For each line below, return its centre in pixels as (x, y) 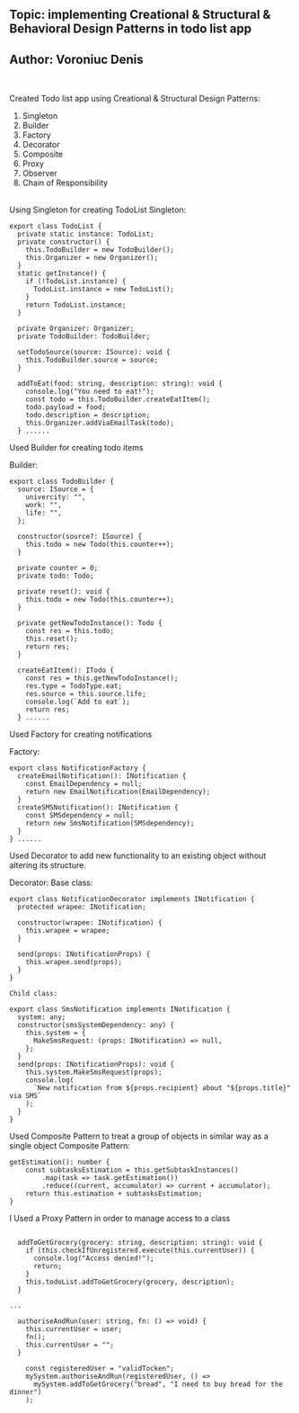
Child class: (34, 994)
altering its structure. (48, 865)
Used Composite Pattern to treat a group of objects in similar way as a (139, 1136)
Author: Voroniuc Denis (76, 59)
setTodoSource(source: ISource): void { (94, 353)
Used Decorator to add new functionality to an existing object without (138, 856)
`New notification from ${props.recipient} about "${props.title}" (162, 1088)
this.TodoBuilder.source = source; (92, 360)
